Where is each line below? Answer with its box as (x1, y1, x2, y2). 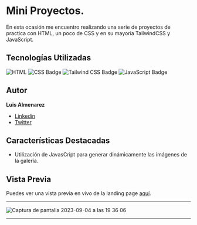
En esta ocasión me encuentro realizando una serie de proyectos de (6, 23, 171, 30)
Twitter (14, 118, 32, 125)
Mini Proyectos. (6, 4, 84, 18)
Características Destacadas (6, 135, 110, 145)
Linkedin (14, 112, 36, 120)
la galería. (14, 157, 39, 165)
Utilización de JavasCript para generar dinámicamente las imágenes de (14, 151, 188, 158)
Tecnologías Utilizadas (6, 53, 91, 63)
